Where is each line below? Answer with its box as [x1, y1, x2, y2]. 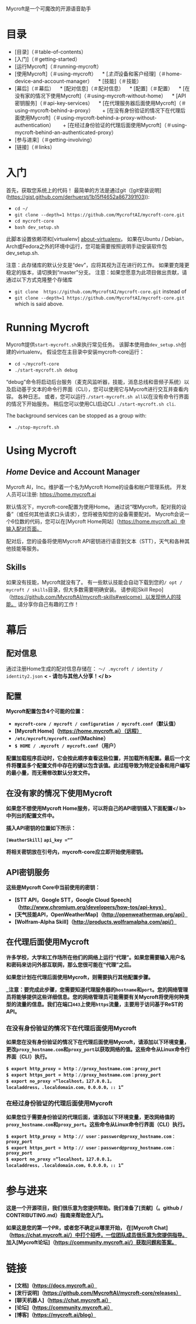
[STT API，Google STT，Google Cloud [14, 896, 110, 904]
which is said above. [14, 300, 64, 307]
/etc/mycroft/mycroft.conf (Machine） [14, 735, 109, 742]
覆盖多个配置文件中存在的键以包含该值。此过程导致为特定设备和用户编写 [16, 762, 190, 769]
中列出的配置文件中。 [6, 812, 57, 819]
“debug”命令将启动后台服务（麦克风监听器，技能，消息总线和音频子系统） [6, 378, 184, 385]
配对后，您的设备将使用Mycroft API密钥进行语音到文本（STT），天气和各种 [6, 537, 185, 544]
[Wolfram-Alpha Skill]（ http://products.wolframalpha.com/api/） [14, 918, 177, 925]
